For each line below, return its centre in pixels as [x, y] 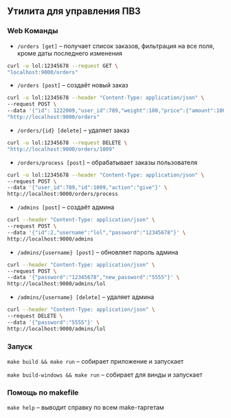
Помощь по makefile [43, 393]
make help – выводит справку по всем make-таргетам [86, 408]
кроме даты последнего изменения [69, 53]
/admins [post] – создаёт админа [66, 207]
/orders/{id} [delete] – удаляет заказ [73, 130]
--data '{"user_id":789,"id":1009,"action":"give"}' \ [87, 188]
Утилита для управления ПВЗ [74, 11]
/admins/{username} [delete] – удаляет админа [86, 297]
